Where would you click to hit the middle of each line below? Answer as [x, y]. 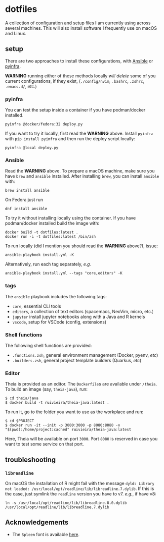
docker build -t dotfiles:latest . [42, 232]
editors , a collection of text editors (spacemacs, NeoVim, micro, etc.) [83, 311]
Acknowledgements [37, 522]
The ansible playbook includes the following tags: [56, 296]
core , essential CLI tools [37, 306]
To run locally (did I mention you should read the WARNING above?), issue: [82, 246]
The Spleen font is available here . [46, 534]
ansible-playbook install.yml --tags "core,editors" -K [64, 273]
